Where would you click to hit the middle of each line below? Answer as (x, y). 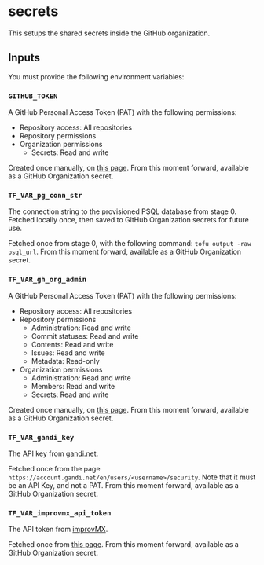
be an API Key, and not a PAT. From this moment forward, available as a (124, 485)
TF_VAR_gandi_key (41, 437)
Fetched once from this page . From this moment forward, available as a (124, 545)
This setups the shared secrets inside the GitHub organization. (109, 33)
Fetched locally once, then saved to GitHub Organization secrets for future (128, 220)
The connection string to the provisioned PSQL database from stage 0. (123, 211)
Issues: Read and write (68, 353)
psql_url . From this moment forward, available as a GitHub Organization (125, 252)
